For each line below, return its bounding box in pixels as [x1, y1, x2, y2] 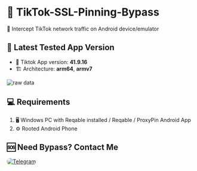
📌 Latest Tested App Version [7, 42, 115, 53]
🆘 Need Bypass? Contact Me [7, 142, 119, 152]
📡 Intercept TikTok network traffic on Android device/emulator [7, 25, 159, 32]
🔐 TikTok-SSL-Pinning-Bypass [7, 5, 160, 19]
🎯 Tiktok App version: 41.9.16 [15, 58, 88, 65]
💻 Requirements [7, 97, 70, 107]
